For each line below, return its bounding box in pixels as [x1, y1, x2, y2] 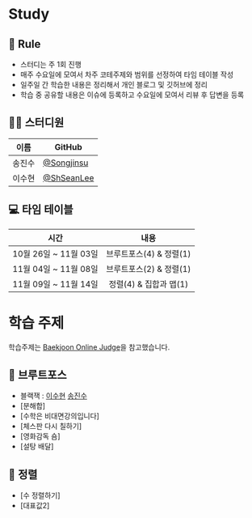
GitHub [54, 141, 82, 152]
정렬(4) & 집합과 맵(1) [108, 278, 188, 290]
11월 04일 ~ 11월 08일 [12, 263, 99, 274]
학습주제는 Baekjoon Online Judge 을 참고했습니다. [8, 342, 170, 352]
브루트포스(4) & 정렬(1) [106, 248, 191, 259]
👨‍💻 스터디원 [8, 116, 65, 129]
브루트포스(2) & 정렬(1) [106, 263, 191, 274]
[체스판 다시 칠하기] [19, 422, 82, 431]
